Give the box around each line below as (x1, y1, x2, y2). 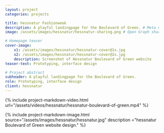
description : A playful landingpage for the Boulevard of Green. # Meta (5, 25, 156, 30)
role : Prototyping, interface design (5, 79, 82, 84)
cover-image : (5, 43, 32, 48)
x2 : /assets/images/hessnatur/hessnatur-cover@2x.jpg (14, 52, 125, 57)
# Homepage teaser (5, 39, 42, 44)
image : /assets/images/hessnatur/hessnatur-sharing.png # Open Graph (5, 30, 150, 35)
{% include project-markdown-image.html (5, 111, 90, 117)
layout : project (5, 7, 38, 12)
